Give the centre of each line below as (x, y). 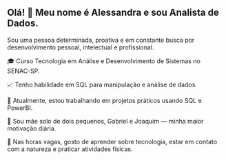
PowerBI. (20, 108)
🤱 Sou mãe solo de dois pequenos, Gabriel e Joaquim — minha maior (105, 121)
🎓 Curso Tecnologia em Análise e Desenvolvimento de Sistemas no (104, 61)
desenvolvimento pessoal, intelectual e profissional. (81, 47)
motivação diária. (32, 128)
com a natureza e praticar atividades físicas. (70, 149)
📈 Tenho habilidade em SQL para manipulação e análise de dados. (102, 84)
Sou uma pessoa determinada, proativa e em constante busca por (101, 40)
